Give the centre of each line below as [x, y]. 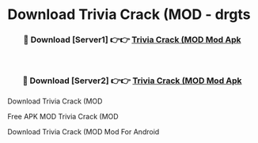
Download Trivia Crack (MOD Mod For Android [83, 131]
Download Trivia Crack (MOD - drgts [129, 15]
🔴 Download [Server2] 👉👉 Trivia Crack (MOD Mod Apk [132, 81]
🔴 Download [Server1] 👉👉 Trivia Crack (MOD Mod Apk [132, 40]
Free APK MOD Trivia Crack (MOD [63, 116]
